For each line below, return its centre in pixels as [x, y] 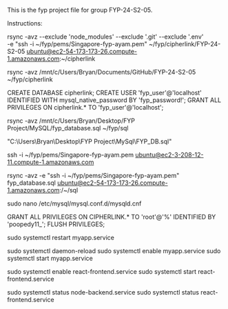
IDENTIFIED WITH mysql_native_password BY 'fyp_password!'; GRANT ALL [114, 100]
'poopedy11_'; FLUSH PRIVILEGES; [56, 224]
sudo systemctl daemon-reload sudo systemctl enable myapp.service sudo [114, 251]
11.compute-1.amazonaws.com [51, 162]
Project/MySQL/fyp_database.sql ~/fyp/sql [68, 128]
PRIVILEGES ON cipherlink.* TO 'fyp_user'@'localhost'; [85, 107]
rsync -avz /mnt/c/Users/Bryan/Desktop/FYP [71, 121]
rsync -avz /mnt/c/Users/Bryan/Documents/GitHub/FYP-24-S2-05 [102, 72]
